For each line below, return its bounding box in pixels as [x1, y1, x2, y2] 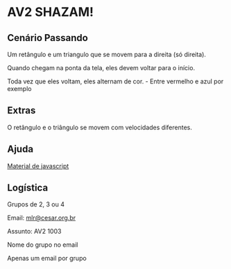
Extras [7, 105, 36, 117]
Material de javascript [7, 161, 69, 170]
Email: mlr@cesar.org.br [7, 213, 76, 222]
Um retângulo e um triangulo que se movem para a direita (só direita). [7, 50, 207, 58]
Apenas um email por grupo [7, 254, 87, 263]
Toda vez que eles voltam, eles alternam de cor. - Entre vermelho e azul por [7, 77, 224, 85]
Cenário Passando [7, 32, 88, 44]
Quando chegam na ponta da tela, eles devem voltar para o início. [7, 64, 196, 72]
